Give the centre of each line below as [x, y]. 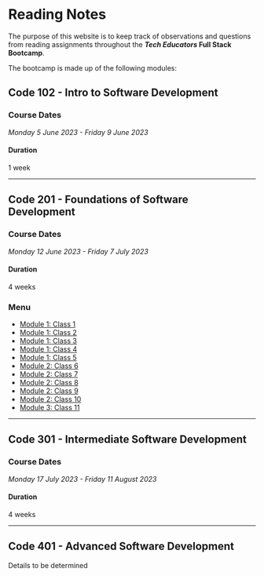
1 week [19, 167]
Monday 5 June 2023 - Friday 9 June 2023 [78, 132]
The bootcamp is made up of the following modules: [92, 67]
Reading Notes [57, 15]
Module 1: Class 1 [48, 324]
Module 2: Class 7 [49, 374]
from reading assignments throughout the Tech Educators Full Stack [120, 44]
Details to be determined [48, 565]
